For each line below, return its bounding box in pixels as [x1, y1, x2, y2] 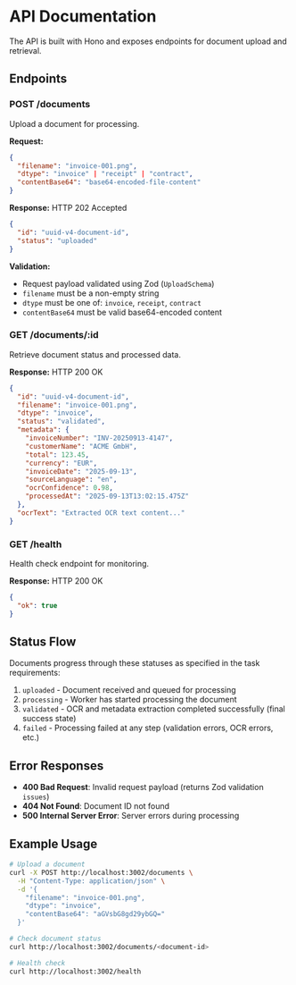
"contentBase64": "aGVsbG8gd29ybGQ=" [25, 910, 166, 919]
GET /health [9, 538, 62, 551]
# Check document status [9, 934, 102, 944]
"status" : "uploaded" [17, 236, 98, 245]
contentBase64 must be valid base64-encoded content [21, 307, 223, 317]
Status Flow [9, 634, 77, 649]
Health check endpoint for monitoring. [9, 558, 150, 568]
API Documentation [9, 6, 157, 27]
